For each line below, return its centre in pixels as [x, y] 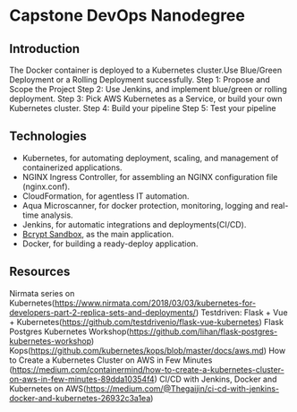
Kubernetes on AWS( [48, 388]
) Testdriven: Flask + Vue [242, 312]
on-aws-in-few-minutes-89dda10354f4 [82, 379]
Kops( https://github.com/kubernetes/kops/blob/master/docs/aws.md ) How [148, 350]
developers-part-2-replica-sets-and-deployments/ [103, 312]
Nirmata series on [42, 293]
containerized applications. [72, 167]
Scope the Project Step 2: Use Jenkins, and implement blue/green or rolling [148, 89]
